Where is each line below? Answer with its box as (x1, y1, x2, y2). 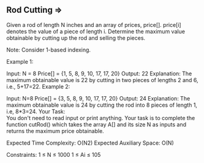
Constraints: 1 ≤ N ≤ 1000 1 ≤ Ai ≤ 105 (6, 151, 101, 158)
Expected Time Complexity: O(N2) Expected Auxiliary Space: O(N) (6, 139, 175, 146)
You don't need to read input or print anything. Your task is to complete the (6, 114, 195, 121)
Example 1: (6, 58, 34, 65)
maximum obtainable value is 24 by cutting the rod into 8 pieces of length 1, (6, 101, 198, 108)
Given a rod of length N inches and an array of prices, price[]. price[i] (6, 21, 182, 28)
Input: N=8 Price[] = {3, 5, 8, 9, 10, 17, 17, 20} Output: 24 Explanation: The (6, 94, 191, 102)
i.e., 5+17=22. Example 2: (6, 83, 70, 90)
